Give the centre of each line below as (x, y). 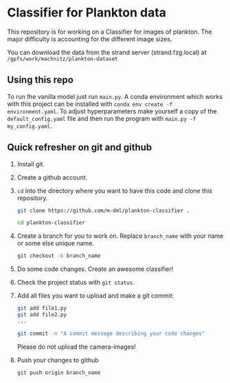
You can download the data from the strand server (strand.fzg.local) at (107, 52)
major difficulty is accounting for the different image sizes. (90, 39)
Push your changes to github (58, 360)
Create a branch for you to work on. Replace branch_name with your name (120, 236)
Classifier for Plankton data (87, 13)
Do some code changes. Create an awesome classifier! (95, 269)
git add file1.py (42, 308)
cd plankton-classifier (51, 223)
